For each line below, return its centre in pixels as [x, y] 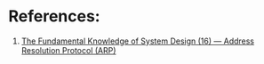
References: [54, 16]
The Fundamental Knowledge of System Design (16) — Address [138, 41]
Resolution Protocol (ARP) [68, 50]
